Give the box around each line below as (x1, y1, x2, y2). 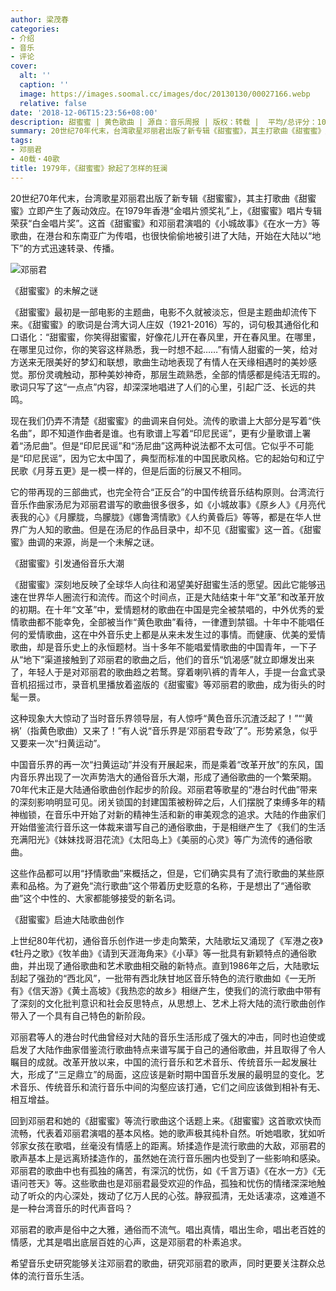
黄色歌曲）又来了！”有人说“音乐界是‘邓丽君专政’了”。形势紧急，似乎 (38, 724, 318, 736)
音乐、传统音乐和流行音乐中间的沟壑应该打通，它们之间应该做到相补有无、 (18, 1081, 326, 1093)
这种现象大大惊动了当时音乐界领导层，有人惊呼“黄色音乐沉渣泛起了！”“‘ (10, 712, 305, 724)
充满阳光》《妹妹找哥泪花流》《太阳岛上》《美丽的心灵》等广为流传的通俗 (10, 833, 304, 845)
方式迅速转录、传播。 (31, 242, 120, 254)
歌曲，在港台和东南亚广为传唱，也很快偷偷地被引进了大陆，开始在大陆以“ (10, 229, 313, 241)
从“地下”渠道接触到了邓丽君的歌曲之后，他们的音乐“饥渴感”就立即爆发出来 (10, 653, 315, 665)
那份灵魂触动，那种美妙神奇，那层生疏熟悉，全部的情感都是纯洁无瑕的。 (27, 368, 326, 380)
